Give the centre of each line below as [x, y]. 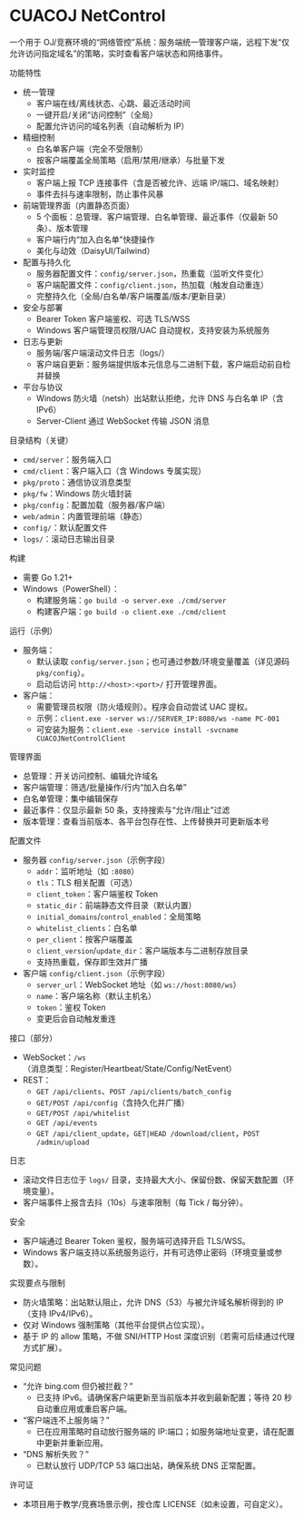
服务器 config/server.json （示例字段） [96, 859]
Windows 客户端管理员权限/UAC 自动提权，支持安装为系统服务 [153, 330]
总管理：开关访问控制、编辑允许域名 [90, 776]
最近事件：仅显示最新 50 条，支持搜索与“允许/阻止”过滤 [126, 809]
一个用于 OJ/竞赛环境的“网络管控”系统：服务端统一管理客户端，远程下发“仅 [150, 42]
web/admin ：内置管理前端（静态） [85, 516]
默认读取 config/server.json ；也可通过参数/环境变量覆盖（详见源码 [163, 661]
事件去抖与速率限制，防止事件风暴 [100, 194]
